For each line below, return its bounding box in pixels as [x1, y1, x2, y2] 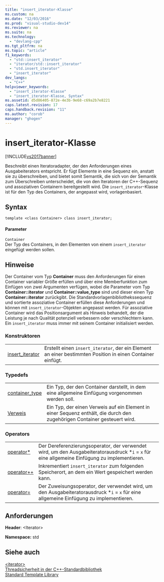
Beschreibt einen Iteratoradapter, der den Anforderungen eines [5, 163, 132, 169]
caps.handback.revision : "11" [5, 107, 67, 112]
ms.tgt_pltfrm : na [5, 43, 42, 48]
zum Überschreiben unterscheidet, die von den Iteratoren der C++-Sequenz [5, 178, 159, 184]
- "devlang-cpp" [9, 39, 42, 44]
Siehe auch [5, 548, 40, 557]
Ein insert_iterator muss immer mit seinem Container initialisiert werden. [5, 321, 155, 326]
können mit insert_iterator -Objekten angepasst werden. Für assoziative [5, 305, 153, 311]
